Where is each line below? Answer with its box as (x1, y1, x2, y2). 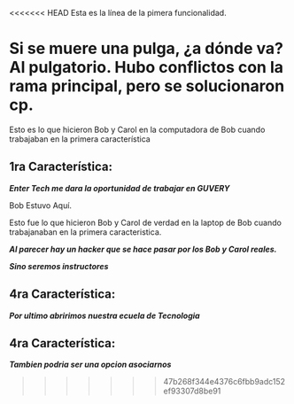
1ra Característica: (9, 159, 113, 175)
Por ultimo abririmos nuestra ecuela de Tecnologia (9, 310, 201, 321)
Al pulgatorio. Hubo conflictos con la (9, 58, 283, 78)
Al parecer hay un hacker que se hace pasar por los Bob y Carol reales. (9, 244, 277, 254)
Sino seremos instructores (9, 260, 109, 271)
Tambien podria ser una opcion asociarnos (9, 359, 172, 370)
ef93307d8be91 (163, 385, 221, 397)
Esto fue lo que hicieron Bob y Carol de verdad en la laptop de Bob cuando (9, 217, 282, 228)
